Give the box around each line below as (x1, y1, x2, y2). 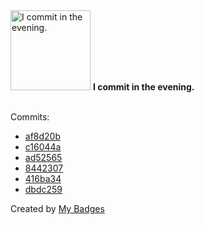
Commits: (10, 111, 50, 123)
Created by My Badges (10, 203, 105, 214)
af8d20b (24, 130, 62, 142)
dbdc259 (24, 184, 63, 195)
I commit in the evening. (92, 81, 195, 93)
